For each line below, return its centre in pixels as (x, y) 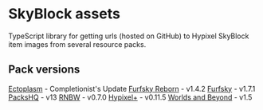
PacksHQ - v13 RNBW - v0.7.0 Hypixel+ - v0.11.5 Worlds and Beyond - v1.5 (130, 97)
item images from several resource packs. (77, 44)
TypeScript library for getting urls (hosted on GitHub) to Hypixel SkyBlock (129, 36)
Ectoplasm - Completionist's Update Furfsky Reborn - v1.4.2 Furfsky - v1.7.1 (132, 88)
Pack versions (44, 70)
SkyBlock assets (65, 14)
